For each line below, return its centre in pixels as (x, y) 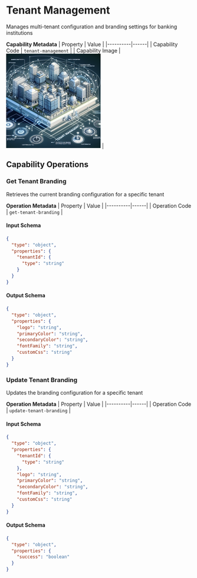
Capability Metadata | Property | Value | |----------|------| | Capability (92, 44)
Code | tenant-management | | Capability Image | (63, 50)
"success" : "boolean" (43, 557)
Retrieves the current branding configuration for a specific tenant (85, 194)
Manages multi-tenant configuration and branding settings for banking (92, 27)
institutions (19, 32)
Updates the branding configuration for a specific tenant (75, 393)
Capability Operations (47, 165)
